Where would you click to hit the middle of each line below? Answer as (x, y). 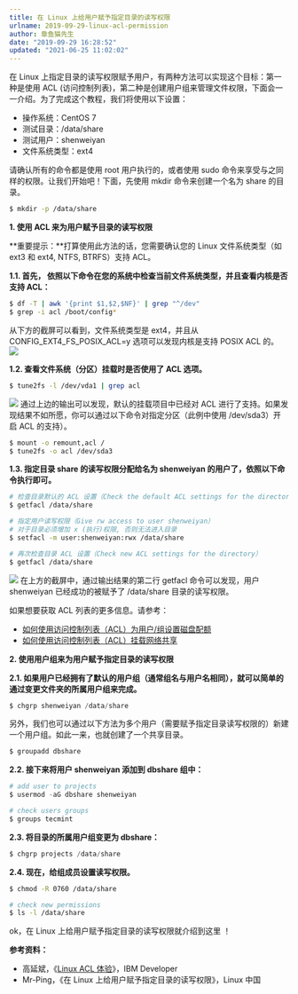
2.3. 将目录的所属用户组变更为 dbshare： (84, 837)
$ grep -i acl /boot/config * (63, 312)
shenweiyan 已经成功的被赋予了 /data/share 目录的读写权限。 (122, 591)
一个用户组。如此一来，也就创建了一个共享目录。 (98, 735)
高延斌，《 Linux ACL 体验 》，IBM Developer (100, 969)
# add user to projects (53, 786)
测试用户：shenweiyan (63, 140)
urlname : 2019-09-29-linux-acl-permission (89, 26)
